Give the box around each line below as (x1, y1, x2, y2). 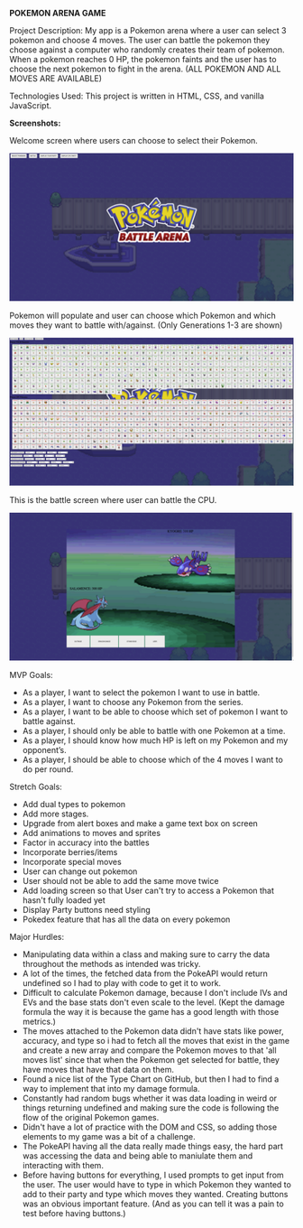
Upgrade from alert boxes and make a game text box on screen (22, 818, 259, 829)
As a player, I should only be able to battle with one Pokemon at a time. (22, 726, 286, 737)
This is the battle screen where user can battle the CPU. (9, 495, 217, 506)
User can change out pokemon (22, 866, 138, 877)
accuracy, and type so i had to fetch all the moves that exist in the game (22, 1036, 290, 1047)
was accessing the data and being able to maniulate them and (22, 1150, 253, 1161)
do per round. (22, 764, 74, 775)
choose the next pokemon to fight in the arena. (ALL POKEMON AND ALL (9, 63, 281, 74)
